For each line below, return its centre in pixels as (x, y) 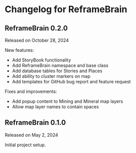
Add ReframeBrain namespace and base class (60, 65)
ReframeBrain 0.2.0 (36, 28)
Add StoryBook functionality (41, 60)
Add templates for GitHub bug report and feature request (71, 82)
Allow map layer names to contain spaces (55, 107)
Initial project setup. (25, 145)
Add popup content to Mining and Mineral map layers (67, 101)
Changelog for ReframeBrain (66, 9)
